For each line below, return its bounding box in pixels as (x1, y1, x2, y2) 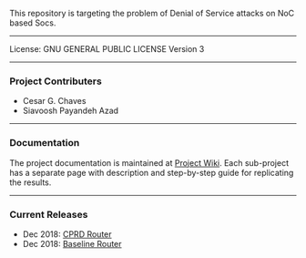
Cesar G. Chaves (22, 96, 87, 107)
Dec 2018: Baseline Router (22, 238, 122, 249)
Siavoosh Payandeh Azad (22, 105, 119, 117)
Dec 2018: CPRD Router (22, 228, 112, 240)
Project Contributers (9, 75, 102, 88)
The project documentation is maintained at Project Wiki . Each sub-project (9, 157, 290, 168)
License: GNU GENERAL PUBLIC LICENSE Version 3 (9, 44, 205, 54)
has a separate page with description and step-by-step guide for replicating (9, 167, 294, 178)
